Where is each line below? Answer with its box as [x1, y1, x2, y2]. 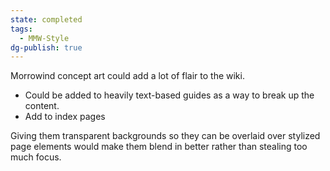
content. [24, 100, 60, 112]
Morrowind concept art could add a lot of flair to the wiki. [10, 70, 245, 82]
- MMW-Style [19, 33, 70, 43]
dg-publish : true [10, 42, 83, 53]
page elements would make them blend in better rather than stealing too [10, 141, 308, 153]
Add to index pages [24, 111, 106, 123]
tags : [10, 24, 33, 34]
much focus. [10, 151, 62, 163]
